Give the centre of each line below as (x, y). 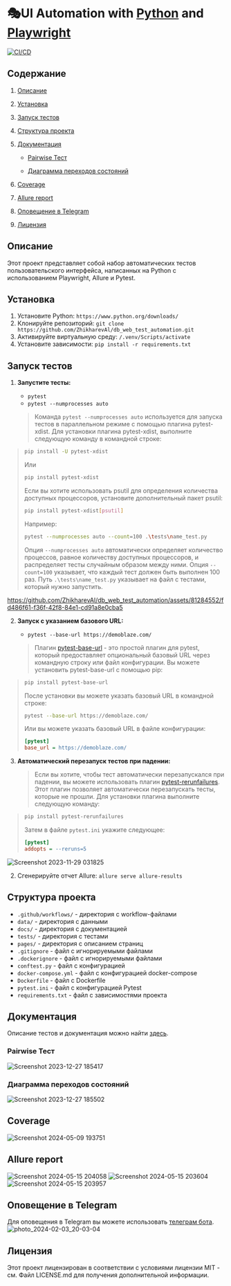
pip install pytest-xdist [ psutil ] (74, 510)
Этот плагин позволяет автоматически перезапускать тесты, (125, 789)
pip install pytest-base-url (66, 682)
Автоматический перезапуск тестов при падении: (94, 761)
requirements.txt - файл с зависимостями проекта (92, 995)
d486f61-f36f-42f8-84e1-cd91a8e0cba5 (65, 607)
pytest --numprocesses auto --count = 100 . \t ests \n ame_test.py (115, 536)
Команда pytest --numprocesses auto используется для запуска (128, 417)
